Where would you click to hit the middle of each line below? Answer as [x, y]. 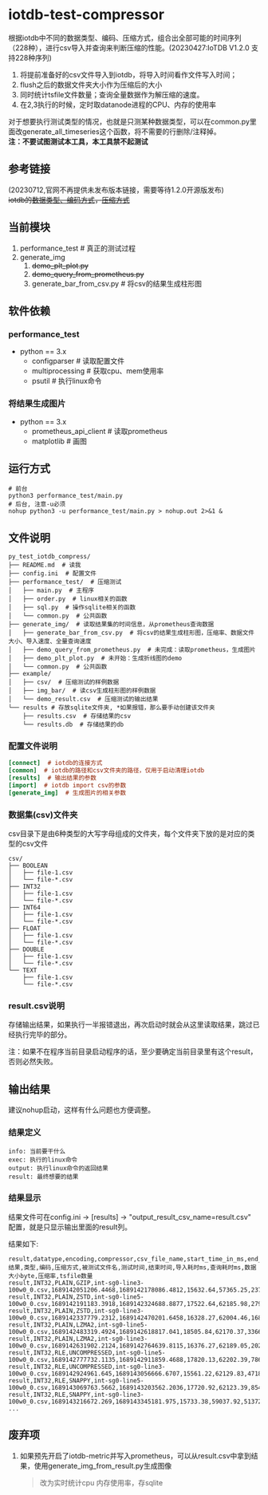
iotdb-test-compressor [87, 15]
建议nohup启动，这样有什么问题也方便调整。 [82, 1110]
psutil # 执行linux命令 [67, 381]
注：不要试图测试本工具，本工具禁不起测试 [78, 141]
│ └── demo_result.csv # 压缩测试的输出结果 [83, 700]
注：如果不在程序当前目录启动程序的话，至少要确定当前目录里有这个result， [133, 1051]
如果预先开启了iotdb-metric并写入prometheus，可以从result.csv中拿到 [135, 1456]
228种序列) [33, 57]
